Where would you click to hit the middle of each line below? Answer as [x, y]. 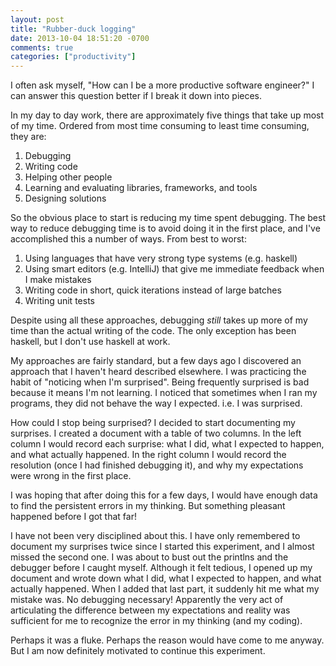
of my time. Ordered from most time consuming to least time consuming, [160, 126]
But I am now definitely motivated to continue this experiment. [138, 651]
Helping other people [68, 177]
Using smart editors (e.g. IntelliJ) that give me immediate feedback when [174, 269]
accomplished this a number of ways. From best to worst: [128, 239]
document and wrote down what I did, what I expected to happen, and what [166, 578]
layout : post [37, 19]
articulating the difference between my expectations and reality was [150, 610]
